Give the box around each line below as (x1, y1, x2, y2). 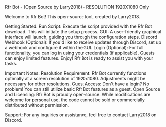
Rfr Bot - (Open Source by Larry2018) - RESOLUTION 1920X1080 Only (5, 4, 149, 10)
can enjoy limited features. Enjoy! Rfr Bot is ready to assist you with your (5, 55, 153, 61)
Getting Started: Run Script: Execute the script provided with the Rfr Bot (5, 23, 152, 29)
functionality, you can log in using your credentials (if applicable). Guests (5, 50, 155, 56)
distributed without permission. (5, 102, 69, 108)
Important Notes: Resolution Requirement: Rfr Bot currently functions (5, 70, 147, 76)
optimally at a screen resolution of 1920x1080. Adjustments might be (5, 76, 146, 81)
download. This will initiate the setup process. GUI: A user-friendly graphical (5, 29, 162, 34)
